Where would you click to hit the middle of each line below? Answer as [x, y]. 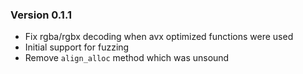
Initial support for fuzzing [77, 47]
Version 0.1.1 [41, 15]
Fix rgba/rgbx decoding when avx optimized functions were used [159, 37]
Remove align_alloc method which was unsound [127, 58]
